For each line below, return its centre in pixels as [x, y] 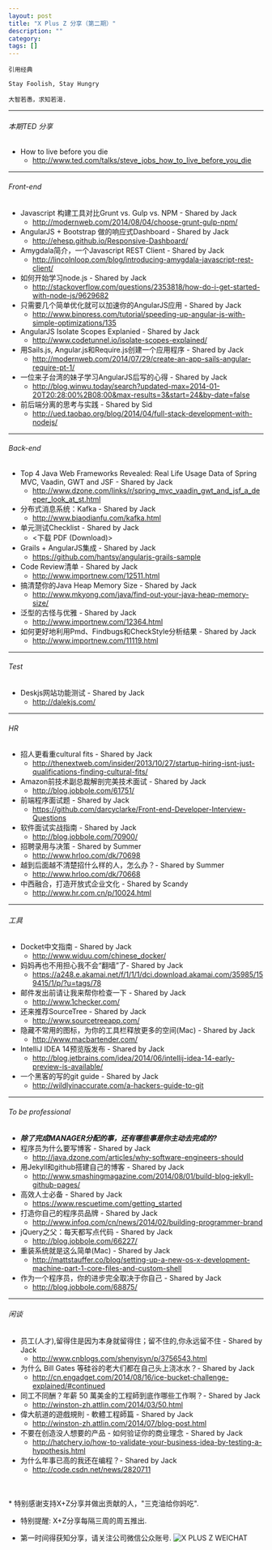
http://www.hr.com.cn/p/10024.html [92, 893]
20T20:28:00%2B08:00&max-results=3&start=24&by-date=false [141, 395]
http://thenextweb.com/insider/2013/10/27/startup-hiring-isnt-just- [143, 764]
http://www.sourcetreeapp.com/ [86, 1021]
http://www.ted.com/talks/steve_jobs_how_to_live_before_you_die [142, 161]
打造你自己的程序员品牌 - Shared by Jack [89, 1213]
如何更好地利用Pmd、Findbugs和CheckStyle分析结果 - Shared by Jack [138, 631]
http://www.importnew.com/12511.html [96, 576]
